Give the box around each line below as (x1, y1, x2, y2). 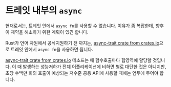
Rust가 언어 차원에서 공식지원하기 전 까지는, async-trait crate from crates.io (5, 39, 160, 46)
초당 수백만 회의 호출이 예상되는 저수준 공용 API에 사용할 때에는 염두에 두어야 (5, 70, 159, 76)
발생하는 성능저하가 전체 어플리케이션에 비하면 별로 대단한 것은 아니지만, (23, 63, 166, 70)
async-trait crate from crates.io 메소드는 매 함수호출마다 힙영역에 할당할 (5, 57, 152, 63)
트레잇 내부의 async (5, 5, 82, 16)
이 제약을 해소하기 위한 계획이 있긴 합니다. (5, 29, 89, 35)
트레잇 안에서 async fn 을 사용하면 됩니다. (10, 46, 94, 52)
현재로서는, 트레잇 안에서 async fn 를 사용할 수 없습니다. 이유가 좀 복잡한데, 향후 (5, 23, 164, 29)
